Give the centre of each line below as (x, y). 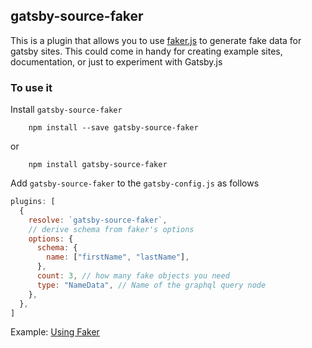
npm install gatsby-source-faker (98, 165)
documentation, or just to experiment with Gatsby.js (116, 61)
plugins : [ (33, 202)
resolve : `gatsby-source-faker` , (98, 220)
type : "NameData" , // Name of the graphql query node (151, 285)
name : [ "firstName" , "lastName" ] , (118, 257)
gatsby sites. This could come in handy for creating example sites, (146, 51)
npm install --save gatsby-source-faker (113, 128)
